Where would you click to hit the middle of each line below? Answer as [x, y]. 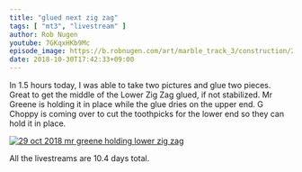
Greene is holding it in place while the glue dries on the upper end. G [136, 104]
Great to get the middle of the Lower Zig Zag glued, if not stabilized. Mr [141, 95]
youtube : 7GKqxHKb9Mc [50, 43]
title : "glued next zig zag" [64, 18]
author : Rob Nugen [44, 34]
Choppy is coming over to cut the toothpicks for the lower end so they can [147, 114]
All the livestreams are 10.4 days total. [80, 158]
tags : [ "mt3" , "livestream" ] [68, 26]
